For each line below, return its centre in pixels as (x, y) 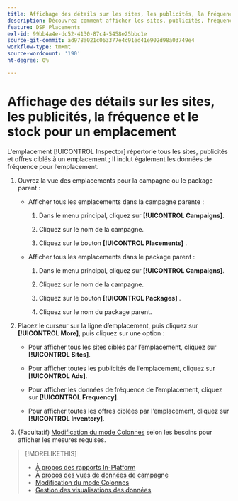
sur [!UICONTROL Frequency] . (73, 397)
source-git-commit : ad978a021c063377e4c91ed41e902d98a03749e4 (101, 41)
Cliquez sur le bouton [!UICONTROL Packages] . (110, 298)
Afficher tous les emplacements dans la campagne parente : (116, 201)
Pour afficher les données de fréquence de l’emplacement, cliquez (125, 389)
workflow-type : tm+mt (39, 47)
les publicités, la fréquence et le (103, 116)
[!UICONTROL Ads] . (58, 376)
